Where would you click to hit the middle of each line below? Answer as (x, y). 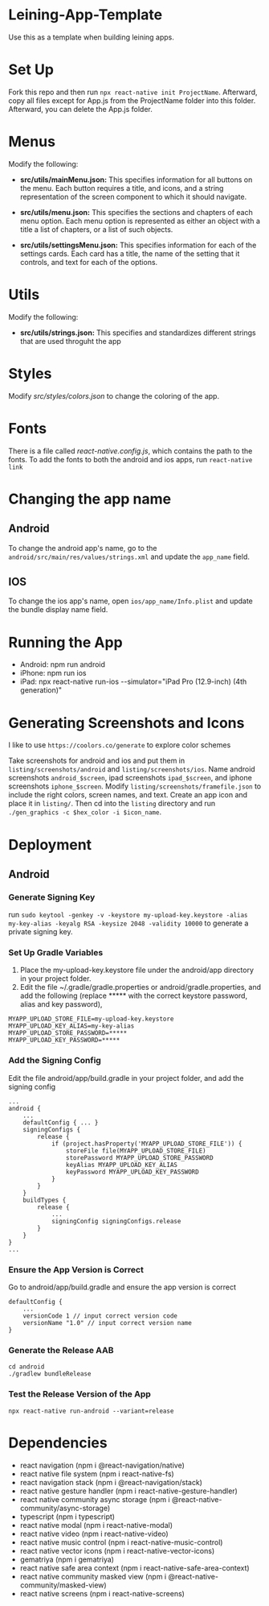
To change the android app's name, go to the (83, 548)
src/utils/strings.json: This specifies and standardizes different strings (138, 333)
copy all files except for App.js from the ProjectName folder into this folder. (132, 100)
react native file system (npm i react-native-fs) (97, 1474)
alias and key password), (61, 1004)
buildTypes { (45, 1200)
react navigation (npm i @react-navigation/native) (102, 1465)
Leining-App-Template (86, 15)
